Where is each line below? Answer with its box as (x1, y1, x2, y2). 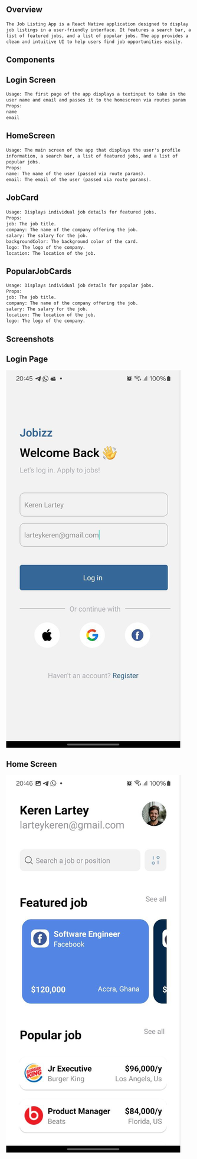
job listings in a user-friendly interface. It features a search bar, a (6, 27, 192, 33)
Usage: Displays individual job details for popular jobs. (6, 283, 155, 288)
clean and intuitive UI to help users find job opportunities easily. (6, 38, 183, 45)
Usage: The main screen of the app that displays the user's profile (6, 147, 181, 153)
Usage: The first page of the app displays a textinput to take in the (6, 91, 186, 97)
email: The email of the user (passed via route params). (6, 176, 152, 182)
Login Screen (6, 75, 56, 85)
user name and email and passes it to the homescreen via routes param (6, 97, 186, 103)
